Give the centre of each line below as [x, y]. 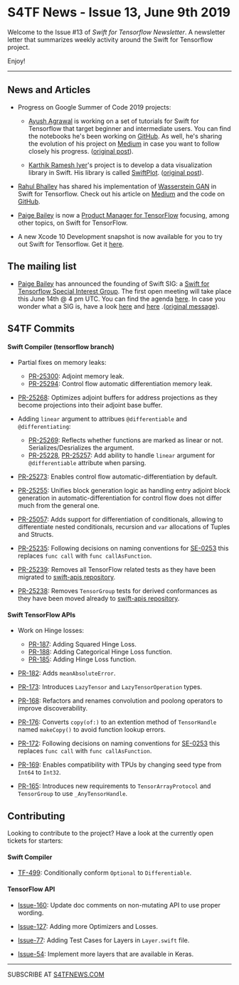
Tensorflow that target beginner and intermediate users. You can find [129, 128]
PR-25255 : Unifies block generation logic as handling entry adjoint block [124, 491]
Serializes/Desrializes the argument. [81, 448]
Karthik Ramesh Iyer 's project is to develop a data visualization [120, 165]
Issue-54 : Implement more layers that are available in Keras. [106, 954]
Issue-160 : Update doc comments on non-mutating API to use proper [119, 905]
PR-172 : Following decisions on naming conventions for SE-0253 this [119, 743]
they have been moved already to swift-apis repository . [99, 599]
